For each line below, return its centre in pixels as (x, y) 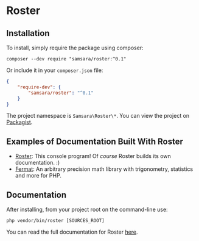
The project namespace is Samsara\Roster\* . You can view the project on (98, 116)
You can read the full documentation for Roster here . (72, 232)
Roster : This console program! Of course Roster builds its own (93, 156)
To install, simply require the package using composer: (75, 48)
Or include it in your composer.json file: (55, 70)
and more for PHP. (38, 176)
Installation (28, 33)
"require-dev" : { (39, 87)
